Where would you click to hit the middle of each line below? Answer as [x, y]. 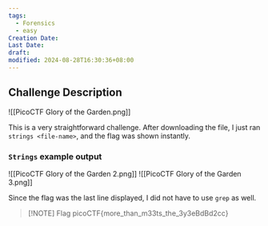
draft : [19, 53]
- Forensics [36, 23]
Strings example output [55, 157]
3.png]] [21, 182]
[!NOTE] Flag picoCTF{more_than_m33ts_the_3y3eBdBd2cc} [128, 213]
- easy [26, 30]
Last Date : [26, 46]
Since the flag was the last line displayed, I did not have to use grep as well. [132, 197]
